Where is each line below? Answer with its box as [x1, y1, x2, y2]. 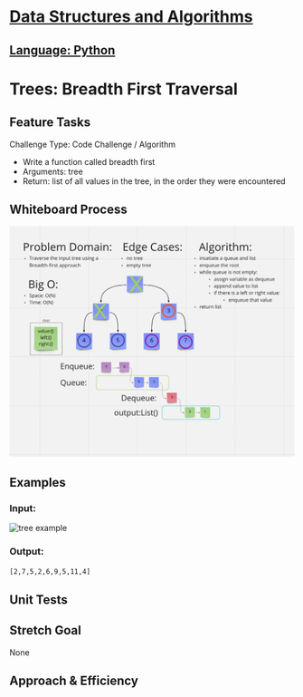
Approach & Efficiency [9, 673, 138, 688]
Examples [9, 474, 66, 490]
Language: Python [9, 43, 116, 58]
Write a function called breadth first [22, 156, 156, 167]
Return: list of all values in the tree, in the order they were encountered [22, 175, 287, 187]
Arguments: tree [22, 166, 83, 177]
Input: [9, 501, 36, 514]
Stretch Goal [9, 623, 81, 638]
